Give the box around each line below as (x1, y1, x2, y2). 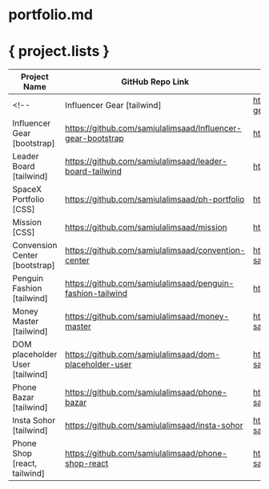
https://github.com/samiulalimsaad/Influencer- (65, 122, 242, 134)
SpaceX (12, 184, 42, 195)
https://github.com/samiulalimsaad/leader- (65, 156, 228, 167)
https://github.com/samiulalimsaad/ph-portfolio (65, 194, 245, 205)
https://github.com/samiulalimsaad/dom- (65, 349, 220, 360)
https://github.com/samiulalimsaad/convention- (65, 245, 246, 256)
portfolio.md (8, 6, 94, 24)
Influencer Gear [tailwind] (65, 100, 162, 111)
